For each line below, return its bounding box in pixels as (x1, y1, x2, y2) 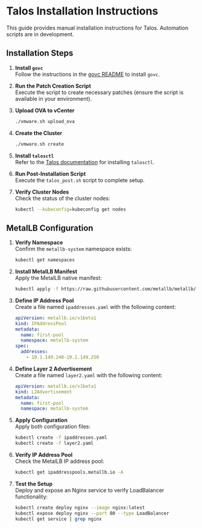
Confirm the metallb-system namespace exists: (14, 246, 132, 253)
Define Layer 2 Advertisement (14, 365, 92, 372)
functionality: (14, 493, 48, 500)
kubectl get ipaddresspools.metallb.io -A (14, 469, 124, 476)
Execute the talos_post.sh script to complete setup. (14, 176, 145, 183)
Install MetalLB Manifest (14, 268, 77, 275)
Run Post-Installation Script (14, 170, 86, 177)
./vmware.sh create (14, 141, 65, 147)
